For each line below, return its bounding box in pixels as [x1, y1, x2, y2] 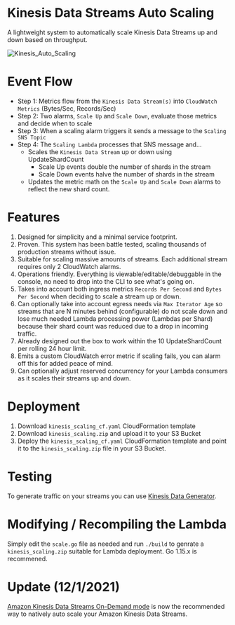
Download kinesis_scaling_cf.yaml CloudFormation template [17, 422, 196, 430]
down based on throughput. [7, 35, 88, 43]
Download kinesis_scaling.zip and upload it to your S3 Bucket [17, 429, 201, 437]
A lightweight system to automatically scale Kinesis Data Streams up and [7, 28, 217, 36]
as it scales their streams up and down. [17, 373, 131, 383]
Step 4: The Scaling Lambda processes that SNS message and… [17, 140, 202, 149]
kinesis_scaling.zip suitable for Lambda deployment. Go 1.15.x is [7, 547, 198, 555]
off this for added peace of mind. [17, 359, 114, 367]
